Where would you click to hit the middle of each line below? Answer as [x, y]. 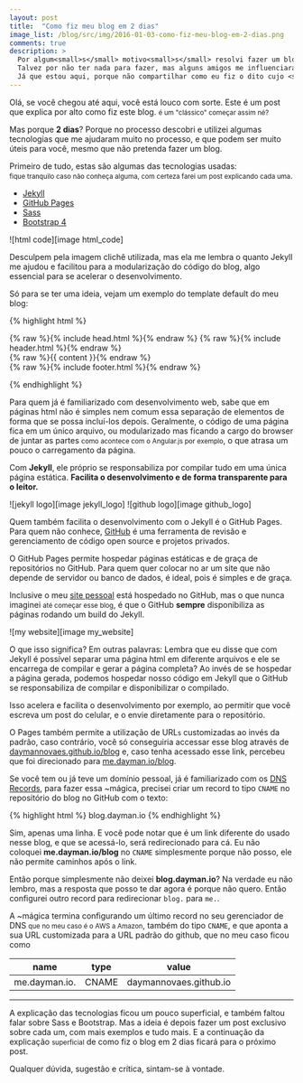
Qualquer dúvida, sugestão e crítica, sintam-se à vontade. [117, 1069]
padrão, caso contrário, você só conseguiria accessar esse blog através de [149, 742]
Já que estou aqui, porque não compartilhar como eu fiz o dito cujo [151, 77]
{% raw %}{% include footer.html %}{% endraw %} [105, 367]
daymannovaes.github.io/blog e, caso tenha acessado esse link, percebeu [147, 752]
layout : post [34, 18]
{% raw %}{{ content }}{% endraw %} [80, 357]
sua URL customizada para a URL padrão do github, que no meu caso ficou [149, 935]
